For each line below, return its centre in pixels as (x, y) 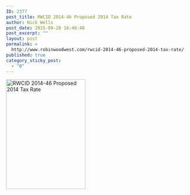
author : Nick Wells (30, 22)
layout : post (22, 39)
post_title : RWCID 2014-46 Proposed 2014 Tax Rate (69, 17)
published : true (26, 55)
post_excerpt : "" (27, 33)
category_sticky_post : (34, 60)
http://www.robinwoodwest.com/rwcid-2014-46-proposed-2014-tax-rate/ (98, 50)
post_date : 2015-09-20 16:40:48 (45, 28)
